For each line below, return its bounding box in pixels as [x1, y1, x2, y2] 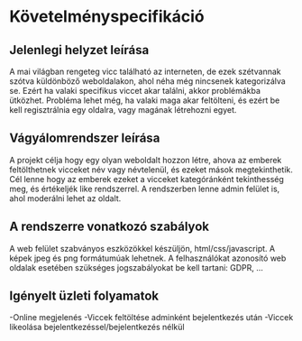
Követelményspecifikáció [9, 6, 205, 27]
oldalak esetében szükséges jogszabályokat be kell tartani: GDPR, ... [9, 262, 264, 272]
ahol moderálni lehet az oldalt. [9, 192, 122, 204]
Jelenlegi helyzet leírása [9, 42, 150, 58]
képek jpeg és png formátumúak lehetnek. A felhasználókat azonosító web [9, 253, 287, 263]
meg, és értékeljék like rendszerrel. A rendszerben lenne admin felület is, [9, 183, 280, 194]
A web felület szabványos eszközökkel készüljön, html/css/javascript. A [9, 243, 276, 253]
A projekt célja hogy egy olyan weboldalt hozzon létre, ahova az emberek [9, 154, 282, 165]
